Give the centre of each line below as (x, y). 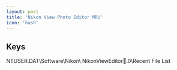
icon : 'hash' (22, 23)
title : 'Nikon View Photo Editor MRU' (55, 17)
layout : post (22, 12)
